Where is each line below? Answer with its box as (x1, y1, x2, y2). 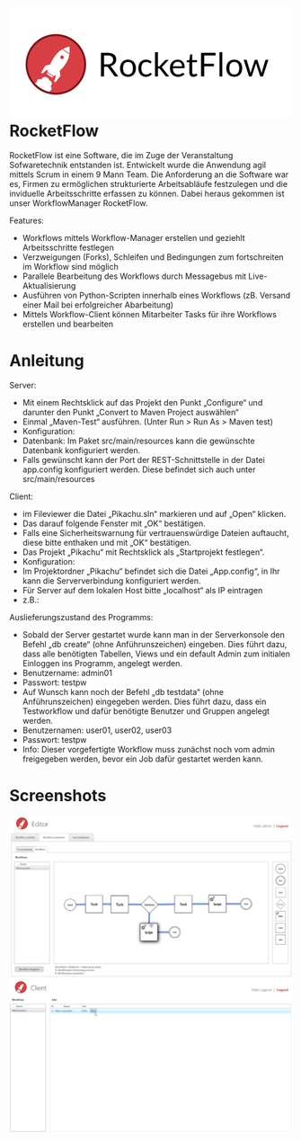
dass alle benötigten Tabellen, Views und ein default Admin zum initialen (22, 648, 290, 659)
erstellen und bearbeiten (22, 318, 114, 330)
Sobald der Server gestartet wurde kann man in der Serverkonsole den (22, 629, 285, 640)
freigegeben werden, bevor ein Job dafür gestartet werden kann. (22, 753, 263, 764)
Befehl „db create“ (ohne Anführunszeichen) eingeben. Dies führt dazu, (22, 639, 288, 650)
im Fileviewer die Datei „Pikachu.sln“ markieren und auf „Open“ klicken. (22, 509, 287, 520)
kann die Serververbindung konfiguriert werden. (22, 575, 201, 586)
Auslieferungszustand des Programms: (9, 612, 154, 623)
